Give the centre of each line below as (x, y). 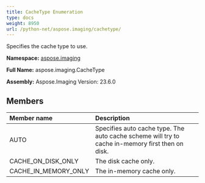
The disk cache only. (125, 161)
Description (112, 118)
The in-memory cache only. (135, 171)
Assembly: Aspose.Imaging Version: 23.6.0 (61, 82)
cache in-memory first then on (139, 144)
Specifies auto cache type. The (140, 129)
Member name (31, 118)
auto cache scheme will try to (137, 136)
